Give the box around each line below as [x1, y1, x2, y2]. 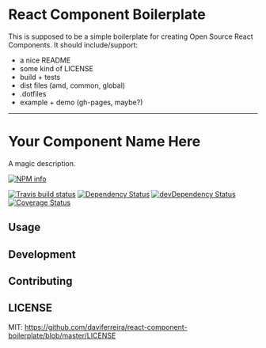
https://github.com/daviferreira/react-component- [24, 322, 188, 331]
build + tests [19, 72, 61, 81]
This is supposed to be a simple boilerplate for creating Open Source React [8, 32, 253, 41]
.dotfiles [19, 89, 47, 98]
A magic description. [8, 158, 76, 168]
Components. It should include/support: [8, 40, 139, 49]
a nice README [19, 55, 71, 65]
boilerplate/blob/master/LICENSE [8, 331, 116, 340]
